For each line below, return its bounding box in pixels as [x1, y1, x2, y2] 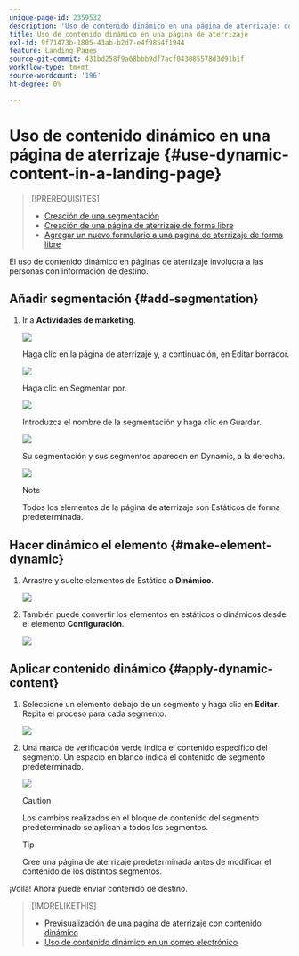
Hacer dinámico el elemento [9, 537, 168, 553]
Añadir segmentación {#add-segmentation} [9, 291, 260, 306]
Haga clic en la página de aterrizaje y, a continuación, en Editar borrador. [21, 349, 290, 359]
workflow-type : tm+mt [9, 63, 90, 72]
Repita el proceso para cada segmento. [21, 708, 167, 719]
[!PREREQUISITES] [30, 193, 100, 203]
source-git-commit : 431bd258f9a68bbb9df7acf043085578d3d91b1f [9, 54, 245, 63]
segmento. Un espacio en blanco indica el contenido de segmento [21, 752, 265, 762]
